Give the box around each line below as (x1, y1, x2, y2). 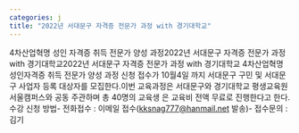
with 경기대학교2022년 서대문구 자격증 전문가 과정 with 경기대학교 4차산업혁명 (9, 58, 284, 69)
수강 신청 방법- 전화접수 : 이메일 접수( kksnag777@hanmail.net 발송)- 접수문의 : (9, 103, 288, 113)
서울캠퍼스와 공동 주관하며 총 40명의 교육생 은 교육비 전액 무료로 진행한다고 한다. (9, 91, 291, 103)
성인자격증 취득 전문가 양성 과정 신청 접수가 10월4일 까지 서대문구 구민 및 (9, 69, 263, 80)
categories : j (9, 12, 62, 22)
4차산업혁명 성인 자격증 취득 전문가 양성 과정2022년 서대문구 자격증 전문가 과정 (9, 46, 287, 58)
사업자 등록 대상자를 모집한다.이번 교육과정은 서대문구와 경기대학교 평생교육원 (18, 80, 288, 91)
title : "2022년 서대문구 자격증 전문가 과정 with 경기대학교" (9, 21, 212, 30)
